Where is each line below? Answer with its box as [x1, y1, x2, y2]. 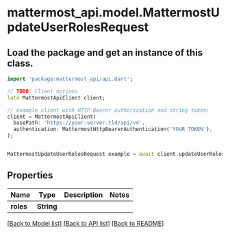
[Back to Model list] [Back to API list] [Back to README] [7, 219, 164, 227]
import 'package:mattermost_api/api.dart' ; [7, 75, 133, 82]
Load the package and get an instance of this [7, 47, 203, 58]
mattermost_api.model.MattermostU [7, 5, 220, 21]
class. [7, 57, 34, 69]
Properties [7, 169, 53, 181]
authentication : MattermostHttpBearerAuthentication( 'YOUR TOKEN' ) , [13, 126, 213, 133]
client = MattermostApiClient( [7, 113, 97, 120]
